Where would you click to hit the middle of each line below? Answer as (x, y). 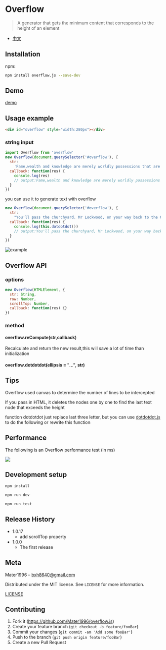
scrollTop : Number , (30, 303)
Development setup (36, 474)
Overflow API (26, 266)
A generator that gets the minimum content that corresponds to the (85, 23)
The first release (36, 547)
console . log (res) (32, 176)
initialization (17, 354)
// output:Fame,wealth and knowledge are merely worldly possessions (87, 180)
